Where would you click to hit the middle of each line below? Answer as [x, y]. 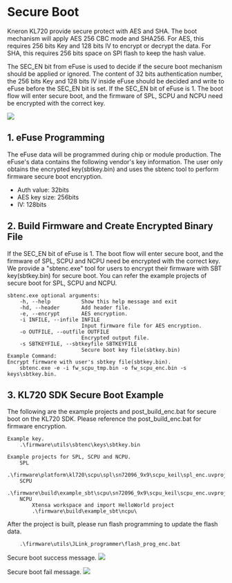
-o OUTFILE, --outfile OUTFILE [65, 332]
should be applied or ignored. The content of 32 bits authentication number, [115, 74]
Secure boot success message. [52, 558]
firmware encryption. [37, 426]
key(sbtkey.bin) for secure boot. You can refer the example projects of [107, 275]
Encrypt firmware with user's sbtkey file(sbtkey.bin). [89, 362]
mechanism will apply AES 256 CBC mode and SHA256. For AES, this [106, 38]
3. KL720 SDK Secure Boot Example [86, 395]
